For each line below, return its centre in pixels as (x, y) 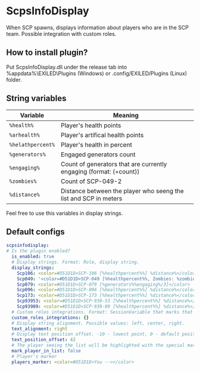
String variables (36, 99)
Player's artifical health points (102, 135)
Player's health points (91, 125)
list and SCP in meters (91, 198)
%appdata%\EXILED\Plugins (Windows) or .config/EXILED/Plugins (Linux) (97, 73)
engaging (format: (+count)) (100, 171)
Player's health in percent (96, 144)
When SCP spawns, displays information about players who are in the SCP (98, 27)
